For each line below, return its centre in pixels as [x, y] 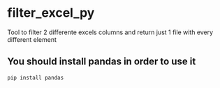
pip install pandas [36, 78]
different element [32, 39]
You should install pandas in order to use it [102, 62]
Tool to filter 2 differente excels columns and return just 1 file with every [110, 32]
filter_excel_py [51, 13]
